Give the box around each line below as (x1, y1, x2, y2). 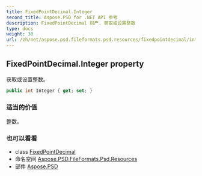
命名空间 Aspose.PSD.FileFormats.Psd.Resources (14, 156, 138, 163)
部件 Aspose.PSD (14, 163, 58, 170)
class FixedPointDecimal (14, 148, 76, 156)
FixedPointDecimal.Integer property (6, 59, 144, 69)
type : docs (6, 25, 34, 32)
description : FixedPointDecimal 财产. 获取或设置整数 (6, 20, 136, 26)
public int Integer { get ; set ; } (6, 88, 93, 94)
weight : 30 (6, 31, 34, 37)
